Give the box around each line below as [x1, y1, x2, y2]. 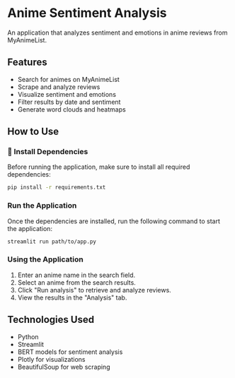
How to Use [7, 126, 59, 138]
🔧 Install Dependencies [7, 147, 88, 157]
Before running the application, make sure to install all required [7, 163, 190, 171]
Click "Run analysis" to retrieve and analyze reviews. [17, 285, 171, 294]
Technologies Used [7, 314, 94, 326]
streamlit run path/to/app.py [7, 238, 97, 245]
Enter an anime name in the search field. [17, 271, 136, 279]
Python [17, 332, 39, 341]
